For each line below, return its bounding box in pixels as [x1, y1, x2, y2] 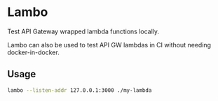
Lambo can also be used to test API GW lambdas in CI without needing [7, 40, 212, 49]
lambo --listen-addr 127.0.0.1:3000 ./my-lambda [7, 86, 152, 94]
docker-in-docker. [7, 48, 60, 56]
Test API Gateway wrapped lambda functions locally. [7, 27, 160, 36]
